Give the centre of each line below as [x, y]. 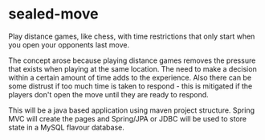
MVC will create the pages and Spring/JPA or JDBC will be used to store [128, 118]
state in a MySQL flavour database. [66, 127]
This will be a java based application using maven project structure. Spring [132, 110]
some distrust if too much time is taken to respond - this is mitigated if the [130, 86]
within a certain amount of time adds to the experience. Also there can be [130, 77]
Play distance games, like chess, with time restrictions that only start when [132, 36]
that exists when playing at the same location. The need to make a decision [132, 68]
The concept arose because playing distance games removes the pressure [132, 60]
